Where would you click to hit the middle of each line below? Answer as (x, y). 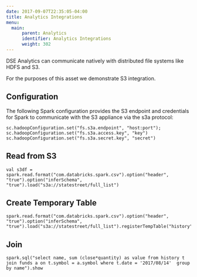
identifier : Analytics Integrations (66, 39)
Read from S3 (31, 156)
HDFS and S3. (23, 67)
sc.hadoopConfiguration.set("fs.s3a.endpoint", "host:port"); (84, 128)
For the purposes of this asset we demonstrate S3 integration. (81, 78)
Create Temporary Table (51, 203)
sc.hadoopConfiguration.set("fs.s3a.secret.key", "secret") (81, 138)
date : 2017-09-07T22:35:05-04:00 (47, 11)
